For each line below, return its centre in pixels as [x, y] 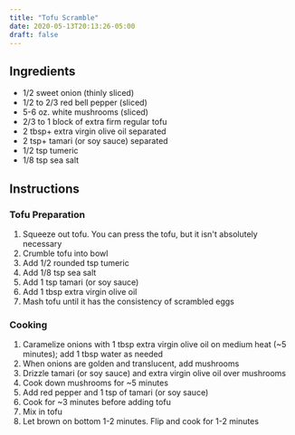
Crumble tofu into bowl [65, 253]
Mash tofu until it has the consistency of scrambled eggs [128, 301]
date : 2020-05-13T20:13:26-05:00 [72, 26]
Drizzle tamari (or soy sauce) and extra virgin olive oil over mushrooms [154, 374]
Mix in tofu [43, 411]
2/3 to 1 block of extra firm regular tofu [95, 122]
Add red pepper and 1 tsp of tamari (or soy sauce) [115, 392]
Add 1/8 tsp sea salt [59, 272]
